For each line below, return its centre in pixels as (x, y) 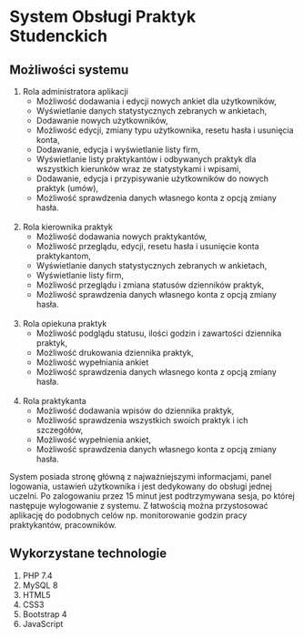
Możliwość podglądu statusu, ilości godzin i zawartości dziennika (159, 333)
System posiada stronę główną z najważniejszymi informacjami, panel (141, 476)
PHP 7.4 (37, 575)
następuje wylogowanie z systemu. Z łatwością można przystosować (139, 506)
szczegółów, (60, 430)
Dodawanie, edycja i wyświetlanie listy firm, (118, 149)
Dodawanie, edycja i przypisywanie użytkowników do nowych (152, 178)
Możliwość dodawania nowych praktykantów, (122, 237)
